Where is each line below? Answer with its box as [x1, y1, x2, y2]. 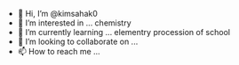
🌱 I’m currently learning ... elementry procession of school [17, 27, 231, 37]
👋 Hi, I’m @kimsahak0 [17, 9, 98, 18]
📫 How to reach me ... [17, 47, 100, 56]
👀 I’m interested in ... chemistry [17, 18, 131, 28]
